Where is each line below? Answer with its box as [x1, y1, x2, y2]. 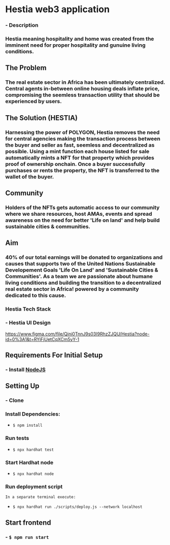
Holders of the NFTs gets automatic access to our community [5, 204, 160, 211]
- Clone [5, 397, 24, 404]
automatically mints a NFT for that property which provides [5, 154, 155, 161]
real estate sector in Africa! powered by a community [5, 286, 140, 293]
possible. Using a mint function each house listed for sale [5, 148, 150, 155]
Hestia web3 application [5, 4, 110, 15]
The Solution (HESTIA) [5, 113, 78, 122]
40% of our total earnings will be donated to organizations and [5, 254, 163, 261]
